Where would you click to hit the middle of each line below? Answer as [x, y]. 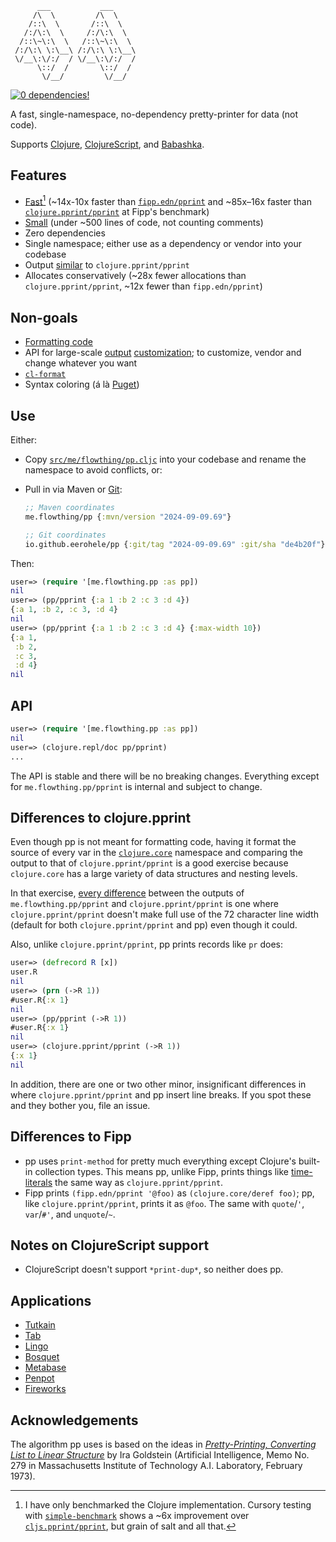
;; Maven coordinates [69, 508]
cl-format [45, 375]
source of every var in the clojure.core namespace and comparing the [157, 853]
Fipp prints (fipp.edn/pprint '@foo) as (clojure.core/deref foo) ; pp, [169, 1193]
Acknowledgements [74, 1420]
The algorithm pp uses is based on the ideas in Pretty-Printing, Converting [163, 1444]
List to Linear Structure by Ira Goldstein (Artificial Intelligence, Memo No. [160, 1455]
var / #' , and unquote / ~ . [70, 1214]
